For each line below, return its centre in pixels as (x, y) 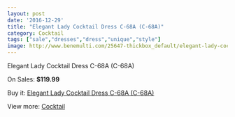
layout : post (26, 14)
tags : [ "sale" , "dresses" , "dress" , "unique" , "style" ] (84, 40)
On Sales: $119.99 (34, 79)
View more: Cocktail (36, 106)
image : (17, 46)
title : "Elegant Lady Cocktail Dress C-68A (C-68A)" (86, 26)
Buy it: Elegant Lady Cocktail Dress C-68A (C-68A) (81, 93)
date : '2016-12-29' (36, 20)
